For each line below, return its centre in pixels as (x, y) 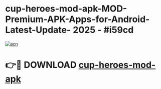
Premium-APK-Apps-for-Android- (77, 19)
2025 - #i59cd (103, 30)
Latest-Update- (38, 30)
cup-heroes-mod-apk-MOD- (66, 9)
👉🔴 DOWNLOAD (41, 65)
